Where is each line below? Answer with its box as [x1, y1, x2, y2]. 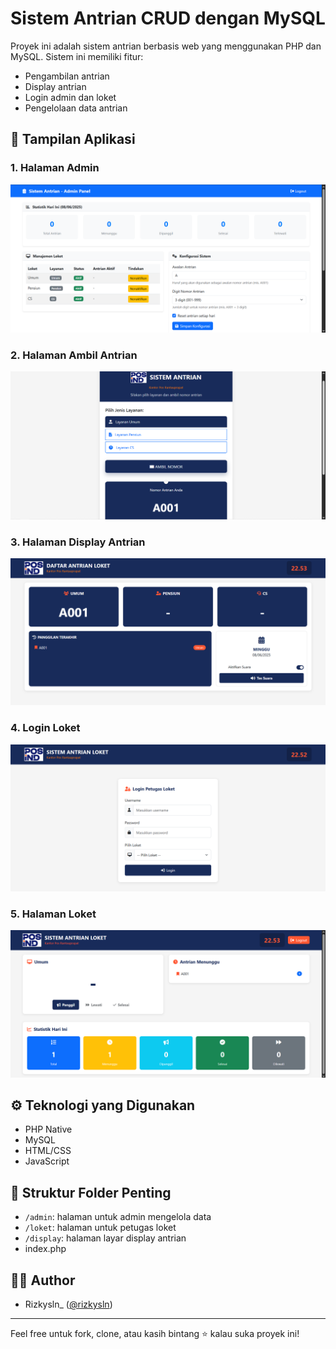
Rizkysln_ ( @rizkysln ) [24, 1298, 113, 1311]
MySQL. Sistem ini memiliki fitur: [10, 50, 144, 62]
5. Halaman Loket [10, 907, 97, 921]
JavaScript [24, 1155, 70, 1167]
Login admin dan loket [24, 91, 117, 103]
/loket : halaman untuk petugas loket [24, 1222, 177, 1234]
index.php [24, 1243, 67, 1255]
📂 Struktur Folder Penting [10, 1184, 172, 1201]
